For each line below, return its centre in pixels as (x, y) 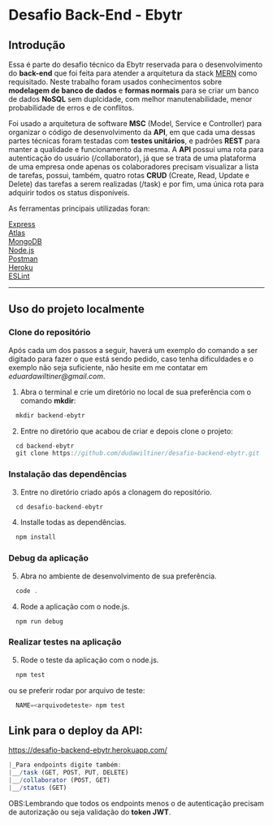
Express (22, 224)
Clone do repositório (50, 333)
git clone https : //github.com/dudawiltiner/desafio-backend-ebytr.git (138, 453)
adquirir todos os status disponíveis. (69, 192)
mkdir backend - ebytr (50, 415)
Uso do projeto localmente (76, 310)
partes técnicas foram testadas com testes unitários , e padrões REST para (134, 141)
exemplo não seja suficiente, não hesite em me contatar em (108, 367)
